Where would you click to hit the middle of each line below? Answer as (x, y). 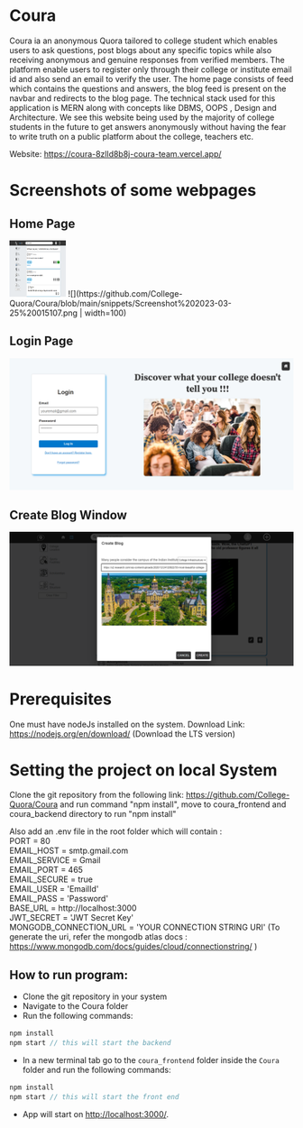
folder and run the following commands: (96, 1070)
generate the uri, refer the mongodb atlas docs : (98, 937)
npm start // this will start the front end (94, 1096)
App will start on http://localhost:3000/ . (96, 1114)
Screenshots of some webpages (133, 191)
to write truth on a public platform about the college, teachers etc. (132, 136)
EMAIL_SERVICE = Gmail (55, 860)
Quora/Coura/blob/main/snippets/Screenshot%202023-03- (120, 303)
